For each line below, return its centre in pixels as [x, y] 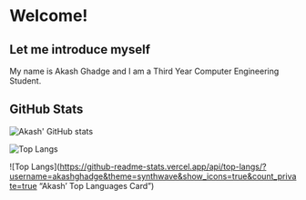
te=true [24, 185]
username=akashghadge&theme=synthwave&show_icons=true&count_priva [153, 176]
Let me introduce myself [80, 50]
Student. [25, 81]
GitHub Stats [46, 110]
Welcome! [49, 16]
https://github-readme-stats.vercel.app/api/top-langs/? [163, 166]
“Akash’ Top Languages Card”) [97, 185]
